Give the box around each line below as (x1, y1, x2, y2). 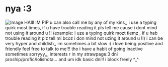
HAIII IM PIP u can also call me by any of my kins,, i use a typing (24, 19, 157, 25)
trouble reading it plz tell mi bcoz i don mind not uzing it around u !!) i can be (5, 35, 163, 41)
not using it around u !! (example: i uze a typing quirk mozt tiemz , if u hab (5, 30, 158, 36)
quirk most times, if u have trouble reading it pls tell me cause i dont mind (5, 24, 157, 30)
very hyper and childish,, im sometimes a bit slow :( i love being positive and (5, 40, 163, 46)
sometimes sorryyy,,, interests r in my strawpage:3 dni (5, 51, 118, 57)
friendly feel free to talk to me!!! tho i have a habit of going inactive (5, 46, 143, 52)
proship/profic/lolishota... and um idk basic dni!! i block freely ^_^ (5, 56, 139, 62)
